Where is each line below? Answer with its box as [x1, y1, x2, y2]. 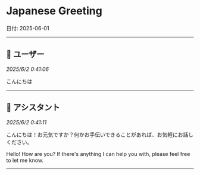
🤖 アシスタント [6, 102, 60, 112]
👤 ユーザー [6, 49, 45, 60]
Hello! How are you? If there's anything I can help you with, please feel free [6, 150, 190, 157]
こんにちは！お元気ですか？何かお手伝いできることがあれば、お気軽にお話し [6, 131, 194, 138]
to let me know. [6, 157, 43, 164]
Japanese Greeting [6, 4, 102, 18]
